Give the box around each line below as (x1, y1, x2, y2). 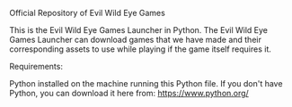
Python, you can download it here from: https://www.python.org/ (9, 88, 249, 98)
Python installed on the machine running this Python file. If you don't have (9, 78, 283, 88)
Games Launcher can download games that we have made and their (9, 35, 262, 45)
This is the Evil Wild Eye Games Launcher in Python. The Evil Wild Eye (9, 25, 268, 35)
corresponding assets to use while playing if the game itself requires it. (9, 44, 272, 54)
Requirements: (9, 62, 63, 71)
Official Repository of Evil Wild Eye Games (9, 8, 166, 18)
